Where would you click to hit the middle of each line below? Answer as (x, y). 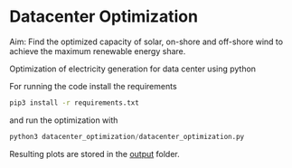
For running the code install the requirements (94, 86)
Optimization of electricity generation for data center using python (132, 69)
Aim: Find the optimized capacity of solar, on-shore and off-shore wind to (146, 42)
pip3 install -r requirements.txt (75, 103)
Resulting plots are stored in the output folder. (94, 154)
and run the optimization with (64, 120)
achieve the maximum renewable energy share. (98, 51)
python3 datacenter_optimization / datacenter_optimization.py (127, 136)
